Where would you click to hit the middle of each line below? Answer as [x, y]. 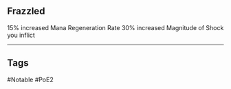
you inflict [21, 35]
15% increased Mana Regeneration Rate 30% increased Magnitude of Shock [115, 27]
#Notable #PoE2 [30, 79]
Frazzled [26, 11]
